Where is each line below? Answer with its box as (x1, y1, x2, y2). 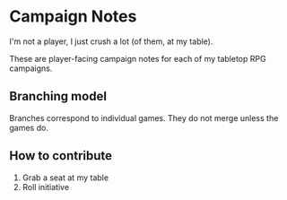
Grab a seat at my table (22, 172, 109, 183)
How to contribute (9, 148, 113, 163)
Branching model (9, 89, 108, 104)
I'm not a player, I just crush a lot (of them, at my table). (9, 36, 213, 47)
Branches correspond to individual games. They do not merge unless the (9, 112, 279, 123)
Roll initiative (22, 181, 70, 192)
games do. (9, 122, 49, 133)
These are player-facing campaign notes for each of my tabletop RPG (9, 53, 266, 64)
